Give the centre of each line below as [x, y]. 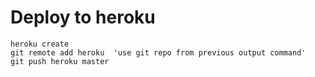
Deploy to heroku [83, 17]
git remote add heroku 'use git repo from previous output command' [158, 52]
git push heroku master [60, 61]
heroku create [40, 44]
